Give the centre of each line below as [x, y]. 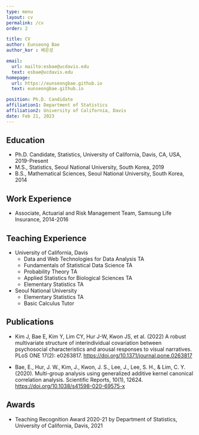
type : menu [20, 12]
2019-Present [32, 161]
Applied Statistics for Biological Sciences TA [78, 278]
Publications [30, 322]
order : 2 [17, 28]
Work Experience [39, 198]
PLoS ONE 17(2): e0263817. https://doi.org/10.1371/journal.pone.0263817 [103, 355]
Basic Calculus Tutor [49, 303]
